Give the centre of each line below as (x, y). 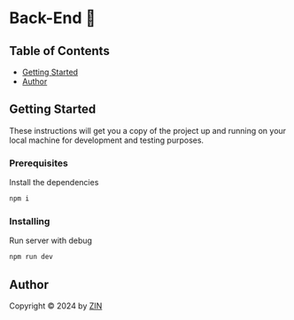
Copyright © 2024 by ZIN (56, 306)
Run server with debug (51, 241)
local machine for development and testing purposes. (107, 140)
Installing (30, 221)
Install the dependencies (54, 183)
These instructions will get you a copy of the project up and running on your (147, 130)
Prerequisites (39, 163)
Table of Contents (60, 51)
